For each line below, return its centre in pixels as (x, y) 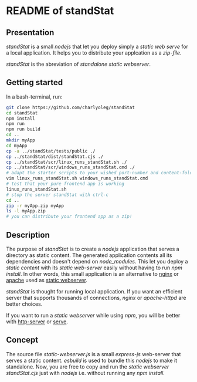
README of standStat (60, 11)
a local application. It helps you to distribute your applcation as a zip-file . (94, 53)
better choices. (24, 304)
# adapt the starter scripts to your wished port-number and (82, 173)
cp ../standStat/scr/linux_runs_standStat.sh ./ (67, 162)
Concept (22, 340)
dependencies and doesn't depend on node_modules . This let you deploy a (97, 261)
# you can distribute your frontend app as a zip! (69, 217)
